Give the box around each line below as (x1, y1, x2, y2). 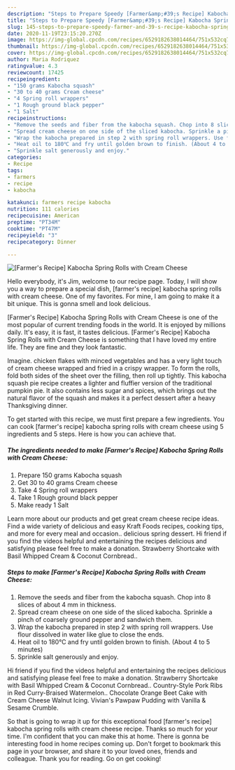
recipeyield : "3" (7, 232, 58, 239)
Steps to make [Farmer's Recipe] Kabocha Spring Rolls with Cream (7, 568, 206, 576)
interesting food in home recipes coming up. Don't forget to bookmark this (7, 740, 222, 748)
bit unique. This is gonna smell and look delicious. (7, 300, 151, 308)
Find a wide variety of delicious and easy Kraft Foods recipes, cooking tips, (7, 522, 224, 531)
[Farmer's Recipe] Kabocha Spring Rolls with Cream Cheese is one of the (7, 313, 218, 321)
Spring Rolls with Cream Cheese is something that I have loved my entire (7, 336, 217, 344)
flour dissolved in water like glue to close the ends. (17, 630, 164, 639)
